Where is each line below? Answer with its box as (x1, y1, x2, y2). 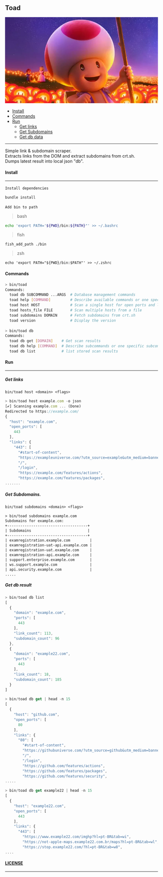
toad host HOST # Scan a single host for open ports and (9, 303, 155, 308)
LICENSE (5, 860, 23, 866)
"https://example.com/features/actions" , (17, 470, 103, 476)
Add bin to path (5, 204, 38, 210)
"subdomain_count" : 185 (14, 677, 62, 682)
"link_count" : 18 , (14, 672, 51, 677)
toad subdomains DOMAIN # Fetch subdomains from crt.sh (9, 313, 136, 318)
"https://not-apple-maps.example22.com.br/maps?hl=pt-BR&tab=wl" (22, 840, 158, 844)
